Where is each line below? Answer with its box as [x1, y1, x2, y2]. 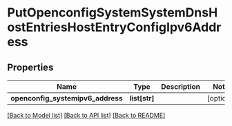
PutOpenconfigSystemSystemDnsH [7, 5, 218, 21]
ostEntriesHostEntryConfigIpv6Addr [7, 19, 222, 35]
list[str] [129, 94, 155, 103]
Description [161, 82, 201, 91]
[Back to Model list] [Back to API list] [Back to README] [7, 112, 166, 119]
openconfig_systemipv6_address [10, 94, 123, 103]
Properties [7, 61, 54, 73]
